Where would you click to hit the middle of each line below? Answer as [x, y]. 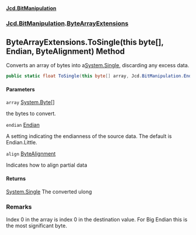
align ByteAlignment [31, 154]
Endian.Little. [22, 143]
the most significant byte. [36, 226]
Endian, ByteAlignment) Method [66, 51]
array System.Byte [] [30, 102]
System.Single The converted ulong [49, 191]
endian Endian [23, 125]
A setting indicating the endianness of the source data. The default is [89, 136]
